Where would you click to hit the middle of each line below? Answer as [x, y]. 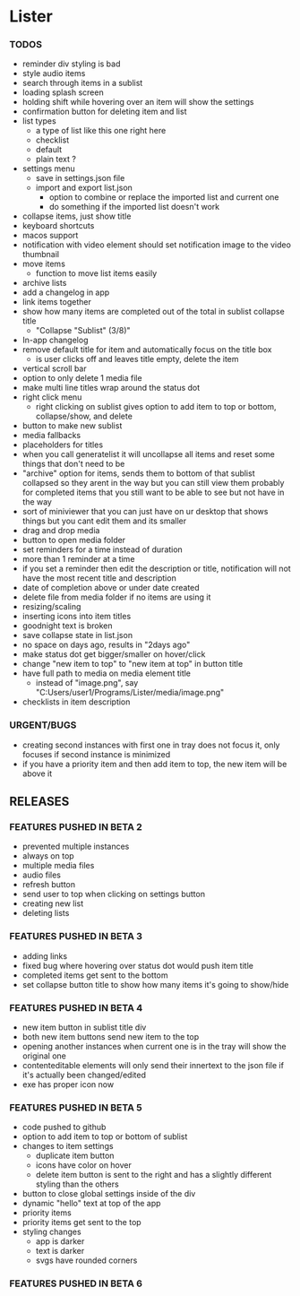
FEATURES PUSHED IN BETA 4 [76, 1007]
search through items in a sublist [82, 83]
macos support [50, 236]
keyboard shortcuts [58, 226]
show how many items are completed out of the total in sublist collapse [153, 312]
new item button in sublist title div [84, 1027]
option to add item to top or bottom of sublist [105, 1136]
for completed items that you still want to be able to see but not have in [153, 492]
